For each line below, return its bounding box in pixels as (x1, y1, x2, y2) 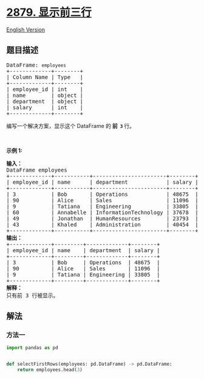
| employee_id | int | (6, 86, 84, 93)
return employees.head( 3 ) (17, 367, 83, 373)
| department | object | (6, 98, 84, 105)
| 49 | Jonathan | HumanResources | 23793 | (6, 215, 199, 222)
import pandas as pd (6, 345, 59, 351)
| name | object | (6, 92, 84, 99)
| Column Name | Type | (6, 73, 84, 81)
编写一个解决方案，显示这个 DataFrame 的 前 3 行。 (6, 122, 135, 129)
